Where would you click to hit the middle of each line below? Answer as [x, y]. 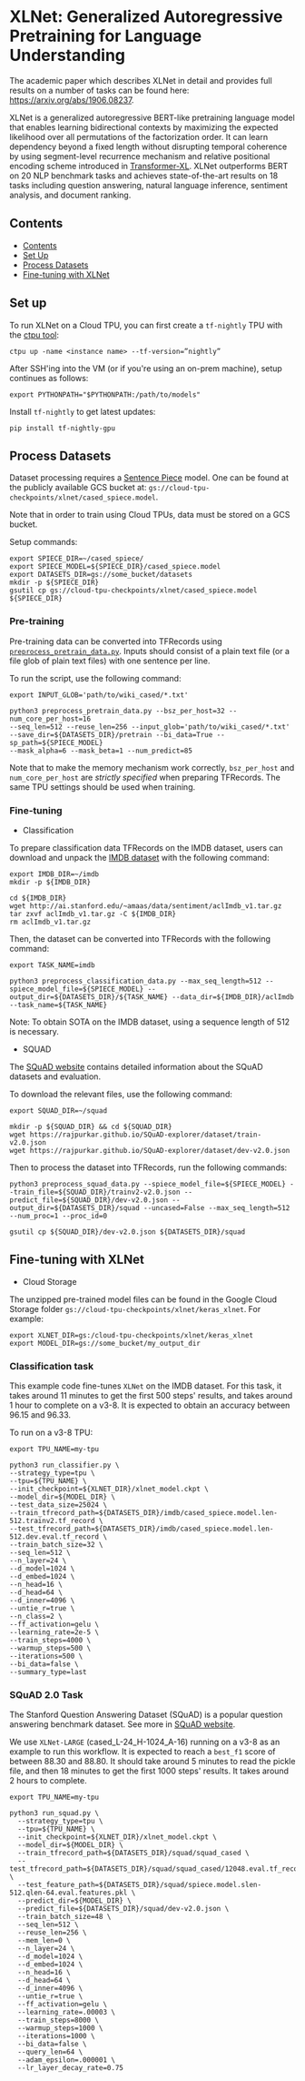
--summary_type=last [49, 1672]
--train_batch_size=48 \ [64, 1917]
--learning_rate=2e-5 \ [54, 1632]
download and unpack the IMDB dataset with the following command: [139, 857]
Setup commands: [44, 542]
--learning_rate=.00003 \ [67, 2013]
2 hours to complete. [49, 1781]
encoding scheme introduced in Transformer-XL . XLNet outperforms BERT [149, 166]
